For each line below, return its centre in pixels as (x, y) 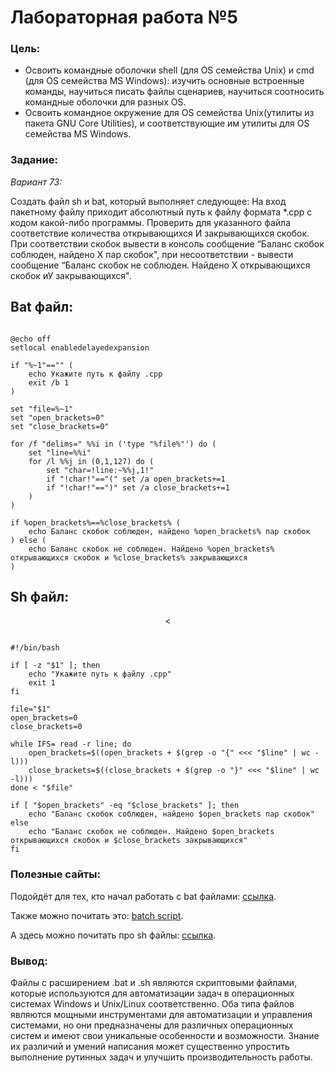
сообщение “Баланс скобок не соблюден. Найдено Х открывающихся (160, 265)
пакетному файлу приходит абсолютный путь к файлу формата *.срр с (161, 212)
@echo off (31, 339)
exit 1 (42, 683)
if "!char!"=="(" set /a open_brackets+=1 (136, 479)
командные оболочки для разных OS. (105, 102)
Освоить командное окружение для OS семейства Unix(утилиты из (169, 113)
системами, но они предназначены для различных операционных (152, 1025)
